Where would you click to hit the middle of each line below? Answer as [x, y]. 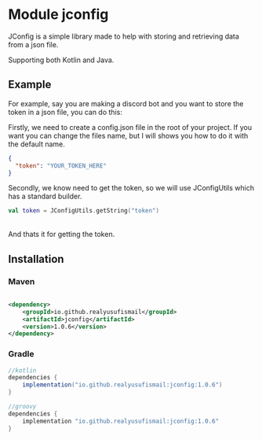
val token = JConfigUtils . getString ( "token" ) [84, 211]
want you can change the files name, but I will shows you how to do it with [128, 135]
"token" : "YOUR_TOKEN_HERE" [61, 166]
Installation [36, 259]
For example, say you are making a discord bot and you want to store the [126, 103]
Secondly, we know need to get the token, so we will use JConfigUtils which [131, 188]
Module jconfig [58, 15]
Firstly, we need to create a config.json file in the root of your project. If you [130, 127]
